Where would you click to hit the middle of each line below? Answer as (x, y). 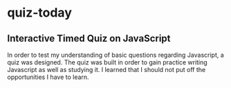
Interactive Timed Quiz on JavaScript (89, 38)
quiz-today (40, 13)
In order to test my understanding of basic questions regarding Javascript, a (116, 55)
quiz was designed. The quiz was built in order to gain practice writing (107, 62)
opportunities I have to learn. (48, 77)
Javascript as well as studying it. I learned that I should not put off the (107, 70)
